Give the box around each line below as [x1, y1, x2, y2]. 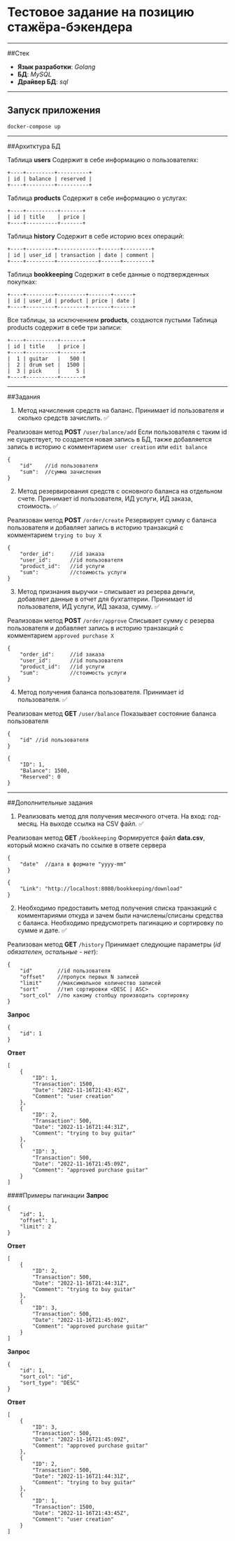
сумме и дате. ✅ [17, 926, 67, 934]
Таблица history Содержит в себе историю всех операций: [7, 232, 185, 240]
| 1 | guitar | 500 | [7, 355, 86, 362]
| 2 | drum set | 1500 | [7, 361, 86, 369]
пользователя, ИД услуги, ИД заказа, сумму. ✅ [17, 602, 160, 611]
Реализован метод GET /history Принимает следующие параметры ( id [7, 940, 221, 948]
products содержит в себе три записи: [7, 323, 122, 331]
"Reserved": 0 [20, 773, 61, 780]
